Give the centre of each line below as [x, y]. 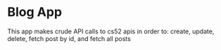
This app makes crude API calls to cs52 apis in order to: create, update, [111, 31]
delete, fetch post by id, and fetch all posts [69, 38]
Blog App [34, 12]
